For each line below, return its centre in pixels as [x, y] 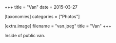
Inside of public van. [25, 35]
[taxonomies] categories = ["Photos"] [42, 16]
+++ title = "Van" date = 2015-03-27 [41, 7]
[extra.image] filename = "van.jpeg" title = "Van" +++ [58, 26]
